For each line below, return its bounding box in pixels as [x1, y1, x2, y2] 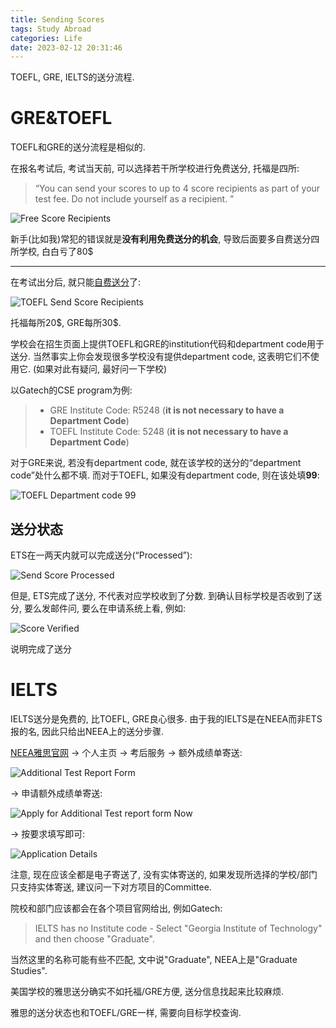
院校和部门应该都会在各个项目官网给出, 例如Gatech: [10, 902, 223, 914]
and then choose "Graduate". [34, 932, 155, 945]
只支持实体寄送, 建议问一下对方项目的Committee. [10, 881, 212, 893]
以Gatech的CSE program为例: [10, 384, 133, 396]
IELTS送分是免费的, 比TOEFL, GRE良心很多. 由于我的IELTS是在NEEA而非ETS [10, 712, 323, 725]
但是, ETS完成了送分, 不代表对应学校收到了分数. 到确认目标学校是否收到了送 [10, 590, 323, 601]
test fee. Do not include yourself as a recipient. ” [34, 193, 235, 205]
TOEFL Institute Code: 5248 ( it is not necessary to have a [49, 426, 289, 438]
